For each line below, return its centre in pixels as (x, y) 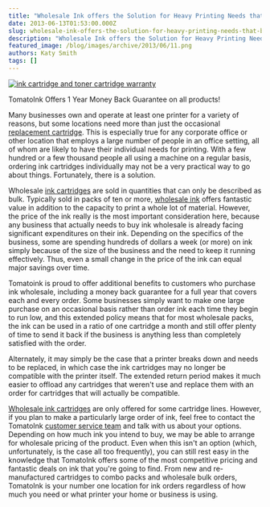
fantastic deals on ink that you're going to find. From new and (110, 468)
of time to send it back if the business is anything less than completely (125, 335)
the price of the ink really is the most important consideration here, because (134, 216)
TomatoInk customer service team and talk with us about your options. (125, 426)
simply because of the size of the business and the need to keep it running (132, 250)
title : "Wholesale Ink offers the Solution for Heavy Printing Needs (127, 16)
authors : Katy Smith (43, 53)
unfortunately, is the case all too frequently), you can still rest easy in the (129, 451)
